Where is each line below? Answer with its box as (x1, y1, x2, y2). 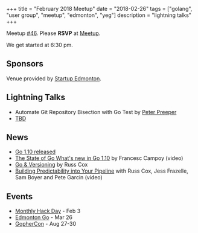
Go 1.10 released (14, 148, 56, 156)
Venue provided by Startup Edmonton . (6, 75, 101, 82)
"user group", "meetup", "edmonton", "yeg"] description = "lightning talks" (6, 11, 192, 19)
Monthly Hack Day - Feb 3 (14, 208, 81, 215)
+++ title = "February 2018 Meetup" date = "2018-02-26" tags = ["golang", (6, 5, 193, 12)
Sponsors (6, 59, 43, 69)
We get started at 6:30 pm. (6, 42, 74, 48)
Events (6, 191, 33, 202)
